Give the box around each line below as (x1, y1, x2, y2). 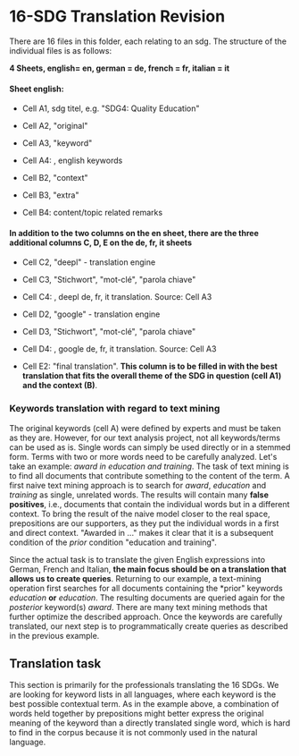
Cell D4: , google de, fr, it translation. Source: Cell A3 (21, 344, 217, 354)
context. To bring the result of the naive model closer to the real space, (9, 508, 270, 519)
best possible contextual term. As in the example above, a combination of (9, 699, 279, 709)
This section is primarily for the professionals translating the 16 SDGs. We (9, 680, 279, 691)
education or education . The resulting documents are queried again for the (9, 592, 286, 603)
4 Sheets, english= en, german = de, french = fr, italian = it (9, 63, 230, 73)
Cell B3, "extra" (21, 190, 79, 200)
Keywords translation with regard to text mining (9, 403, 220, 415)
